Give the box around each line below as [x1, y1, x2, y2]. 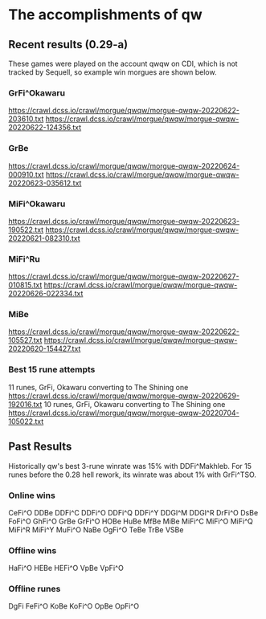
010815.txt [8, 280, 43, 290]
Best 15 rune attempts [8, 364, 96, 375]
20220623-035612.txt [8, 178, 82, 188]
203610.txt [8, 114, 44, 124]
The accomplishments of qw [8, 6, 203, 24]
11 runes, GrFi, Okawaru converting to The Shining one [8, 382, 189, 392]
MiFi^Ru [8, 253, 40, 264]
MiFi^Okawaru [8, 198, 66, 210]
